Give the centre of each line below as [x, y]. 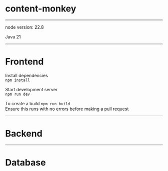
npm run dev [17, 94]
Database [25, 163]
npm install [17, 80]
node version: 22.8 [24, 27]
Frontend [24, 62]
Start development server [31, 89]
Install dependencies [27, 75]
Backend [24, 134]
